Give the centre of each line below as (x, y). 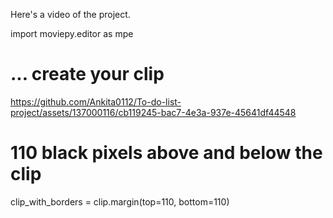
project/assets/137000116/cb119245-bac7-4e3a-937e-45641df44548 (153, 112)
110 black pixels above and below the (166, 153)
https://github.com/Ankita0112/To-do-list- (96, 101)
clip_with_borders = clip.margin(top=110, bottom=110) (120, 201)
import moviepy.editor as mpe (72, 33)
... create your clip (87, 74)
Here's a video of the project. (70, 14)
